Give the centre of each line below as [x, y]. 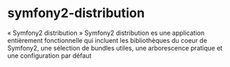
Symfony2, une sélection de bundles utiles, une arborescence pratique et [115, 48]
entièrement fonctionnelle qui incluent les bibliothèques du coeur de [108, 40]
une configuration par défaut [49, 56]
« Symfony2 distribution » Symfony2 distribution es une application [106, 33]
